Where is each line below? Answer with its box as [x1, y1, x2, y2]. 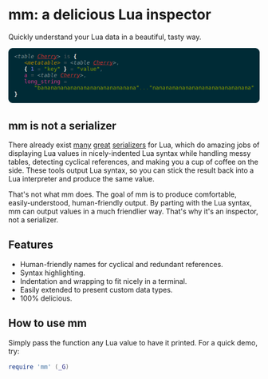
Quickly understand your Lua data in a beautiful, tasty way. [8, 32, 202, 42]
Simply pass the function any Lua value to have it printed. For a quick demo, [8, 337, 258, 347]
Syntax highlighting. [19, 268, 86, 277]
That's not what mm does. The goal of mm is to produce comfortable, [8, 189, 237, 199]
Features [8, 238, 53, 252]
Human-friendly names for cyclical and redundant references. [19, 259, 223, 269]
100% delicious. [19, 293, 73, 303]
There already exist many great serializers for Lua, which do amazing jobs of [8, 140, 260, 150]
